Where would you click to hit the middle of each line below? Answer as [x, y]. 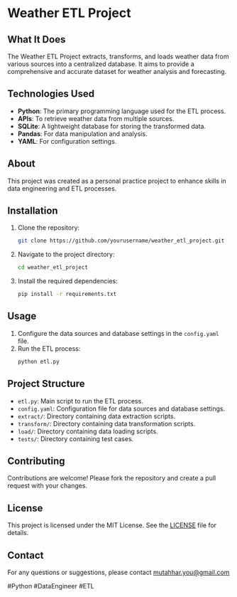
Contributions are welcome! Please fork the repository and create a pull [112, 478]
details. [18, 533]
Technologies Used [51, 94]
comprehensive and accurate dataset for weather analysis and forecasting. [117, 72]
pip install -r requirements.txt [67, 294]
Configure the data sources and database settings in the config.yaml [118, 333]
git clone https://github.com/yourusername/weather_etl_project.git [121, 241]
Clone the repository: [49, 228]
